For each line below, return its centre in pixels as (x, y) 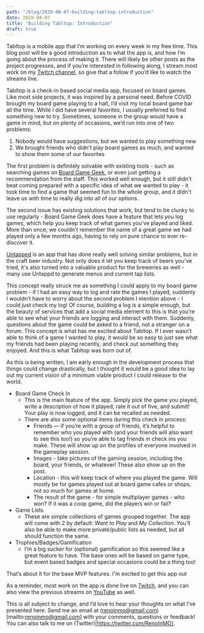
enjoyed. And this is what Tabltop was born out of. (69, 351)
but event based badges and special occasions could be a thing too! (110, 562)
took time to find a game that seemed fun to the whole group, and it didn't (99, 192)
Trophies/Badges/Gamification (54, 543)
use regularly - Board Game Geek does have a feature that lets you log (95, 216)
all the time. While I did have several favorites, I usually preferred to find (96, 110)
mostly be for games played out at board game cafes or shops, (112, 484)
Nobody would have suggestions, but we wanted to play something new (106, 141)
